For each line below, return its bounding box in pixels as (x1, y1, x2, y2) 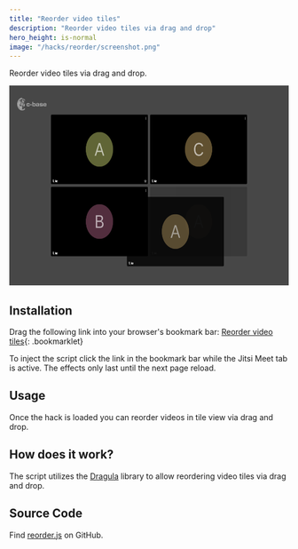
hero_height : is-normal (9, 33, 98, 42)
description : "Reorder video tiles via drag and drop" (9, 23, 216, 33)
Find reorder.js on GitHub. (9, 529, 104, 540)
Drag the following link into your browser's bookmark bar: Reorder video (9, 327, 273, 338)
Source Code (9, 506, 82, 521)
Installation (9, 303, 73, 318)
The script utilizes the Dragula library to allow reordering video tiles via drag (9, 471, 286, 481)
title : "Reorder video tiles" (9, 14, 122, 23)
